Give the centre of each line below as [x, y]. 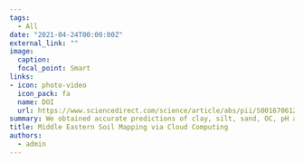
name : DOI [36, 102]
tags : [19, 18]
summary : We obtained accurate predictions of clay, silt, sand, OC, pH [149, 119]
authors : [26, 136]
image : [22, 52]
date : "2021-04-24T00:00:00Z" [66, 34]
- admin [32, 144]
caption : [34, 60]
